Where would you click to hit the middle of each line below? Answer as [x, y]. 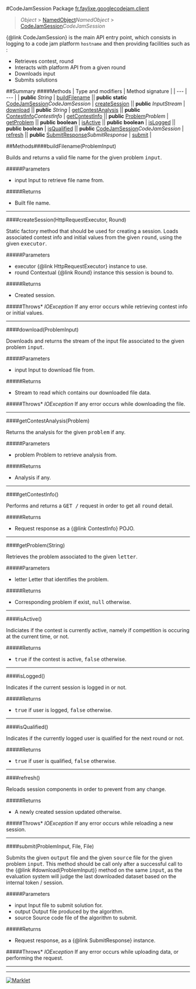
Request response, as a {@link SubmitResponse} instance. [85, 940]
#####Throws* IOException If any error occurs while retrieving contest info [97, 306]
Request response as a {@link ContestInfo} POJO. [75, 528]
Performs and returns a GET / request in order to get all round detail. [90, 506]
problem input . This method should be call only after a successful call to [94, 864]
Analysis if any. [33, 478]
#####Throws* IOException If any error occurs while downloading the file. [96, 404]
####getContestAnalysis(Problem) [48, 421]
